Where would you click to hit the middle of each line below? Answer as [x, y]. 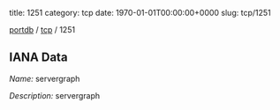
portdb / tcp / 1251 [42, 29]
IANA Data [38, 58]
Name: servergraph [45, 78]
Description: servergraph [54, 95]
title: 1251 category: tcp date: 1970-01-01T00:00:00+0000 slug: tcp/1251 [140, 13]
